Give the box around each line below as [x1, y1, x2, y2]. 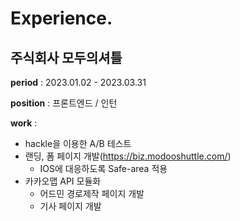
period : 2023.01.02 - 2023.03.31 [10, 77, 147, 88]
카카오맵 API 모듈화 [24, 175, 102, 187]
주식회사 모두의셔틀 [10, 49, 123, 66]
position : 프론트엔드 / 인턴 [10, 97, 118, 109]
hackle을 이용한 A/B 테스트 [24, 138, 132, 149]
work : [10, 117, 38, 129]
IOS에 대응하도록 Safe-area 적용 [39, 163, 168, 174]
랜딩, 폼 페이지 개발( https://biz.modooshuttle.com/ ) [24, 150, 232, 162]
